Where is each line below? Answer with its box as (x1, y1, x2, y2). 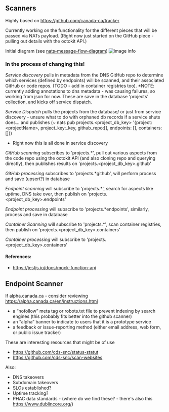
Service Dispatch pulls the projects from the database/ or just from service (5, 109, 161, 115)
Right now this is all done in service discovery (12, 140, 108, 146)
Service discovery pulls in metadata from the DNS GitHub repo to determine (5, 72, 163, 78)
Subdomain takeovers (12, 380, 58, 386)
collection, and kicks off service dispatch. (5, 99, 92, 105)
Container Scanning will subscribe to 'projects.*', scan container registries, (5, 221, 162, 227)
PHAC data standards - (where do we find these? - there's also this (12, 396, 153, 402)
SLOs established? (12, 385, 52, 391)
